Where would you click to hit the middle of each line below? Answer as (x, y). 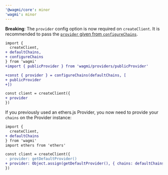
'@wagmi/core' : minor (28, 10)
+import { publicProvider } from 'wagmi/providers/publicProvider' (77, 66)
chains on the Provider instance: (38, 117)
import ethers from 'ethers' (35, 145)
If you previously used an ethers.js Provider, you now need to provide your (82, 112)
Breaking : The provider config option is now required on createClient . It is (82, 28)
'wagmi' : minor (21, 14)
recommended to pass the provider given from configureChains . (72, 34)
